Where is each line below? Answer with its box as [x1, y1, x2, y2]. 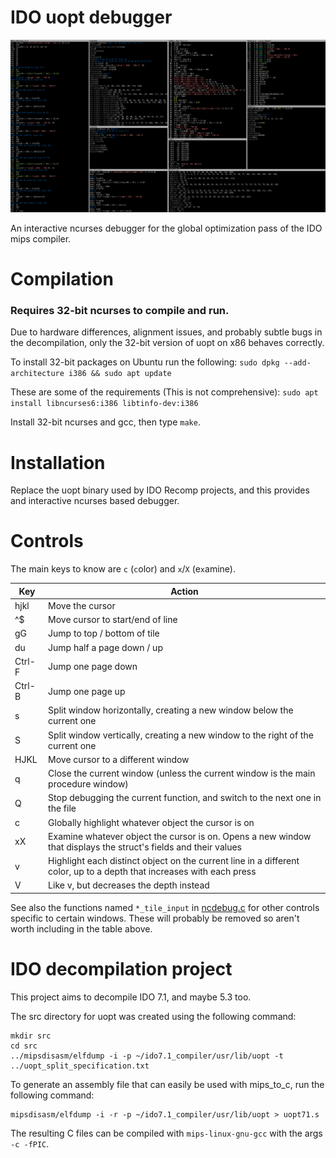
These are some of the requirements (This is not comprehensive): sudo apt [10, 386, 319, 398]
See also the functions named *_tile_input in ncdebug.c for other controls [10, 901, 320, 913]
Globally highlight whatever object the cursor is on [48, 816, 255, 828]
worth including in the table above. [10, 922, 153, 935]
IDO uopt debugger [10, 6, 173, 29]
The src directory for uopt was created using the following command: [10, 1010, 297, 1022]
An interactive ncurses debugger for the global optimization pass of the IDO [10, 222, 323, 234]
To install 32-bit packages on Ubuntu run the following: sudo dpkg [10, 356, 280, 368]
